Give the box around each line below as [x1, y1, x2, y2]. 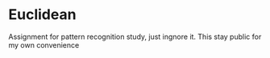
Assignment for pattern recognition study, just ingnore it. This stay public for [8, 32, 262, 41]
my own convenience [8, 40, 80, 49]
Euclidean [8, 6, 77, 24]
